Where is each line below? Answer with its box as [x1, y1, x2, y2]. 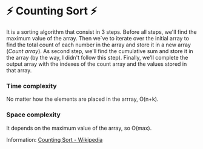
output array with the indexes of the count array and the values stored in [6, 60, 187, 68]
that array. [6, 66, 32, 74]
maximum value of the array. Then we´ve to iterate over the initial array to [6, 34, 190, 42]
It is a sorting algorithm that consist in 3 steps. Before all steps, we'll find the [6, 28, 197, 36]
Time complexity [6, 81, 57, 90]
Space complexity [6, 110, 61, 119]
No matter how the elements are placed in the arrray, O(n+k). [6, 95, 159, 103]
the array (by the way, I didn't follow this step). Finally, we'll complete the [6, 54, 188, 61]
